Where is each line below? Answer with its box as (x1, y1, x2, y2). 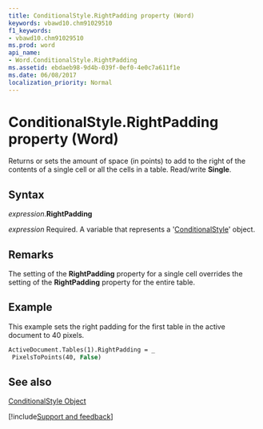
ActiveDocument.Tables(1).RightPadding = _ (8, 345, 156, 354)
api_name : (8, 49, 42, 57)
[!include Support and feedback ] (8, 412, 114, 422)
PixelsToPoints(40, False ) (11, 353, 102, 361)
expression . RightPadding (8, 209, 93, 219)
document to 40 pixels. (8, 330, 85, 340)
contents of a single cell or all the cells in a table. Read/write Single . (8, 165, 232, 174)
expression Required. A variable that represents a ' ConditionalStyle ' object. (8, 224, 256, 234)
